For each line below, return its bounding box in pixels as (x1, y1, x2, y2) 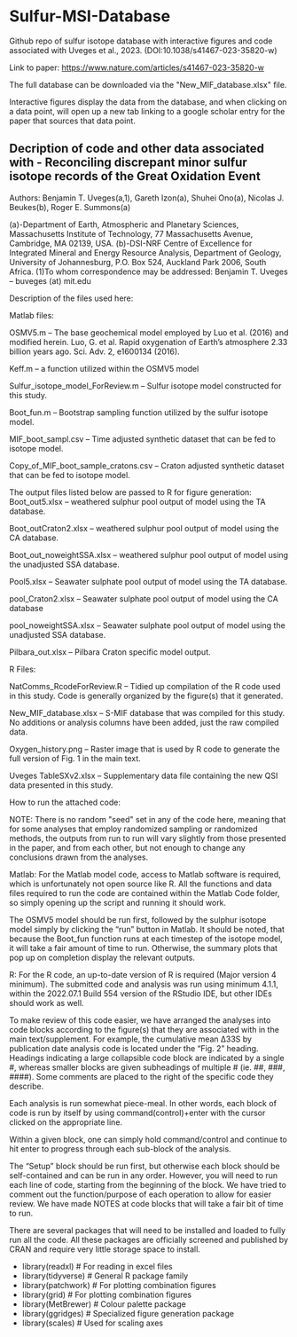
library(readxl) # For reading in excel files (21, 1261, 173, 1271)
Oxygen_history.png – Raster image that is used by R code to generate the (9, 743, 281, 754)
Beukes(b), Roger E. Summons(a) (9, 201, 131, 212)
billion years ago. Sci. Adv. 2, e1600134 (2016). (9, 346, 180, 357)
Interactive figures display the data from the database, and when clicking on (9, 96, 287, 107)
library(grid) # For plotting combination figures (21, 1289, 192, 1300)
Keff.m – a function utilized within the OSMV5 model (9, 363, 199, 374)
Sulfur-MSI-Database (9, 6, 171, 27)
